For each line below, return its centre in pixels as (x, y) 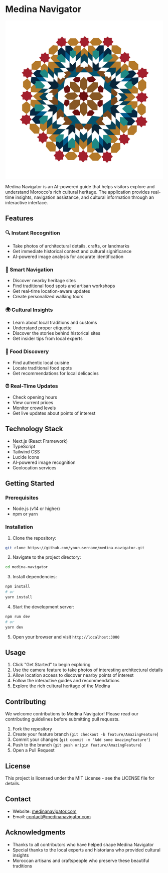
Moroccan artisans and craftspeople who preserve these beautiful (81, 860)
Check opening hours (35, 397)
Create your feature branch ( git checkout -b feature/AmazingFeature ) (86, 734)
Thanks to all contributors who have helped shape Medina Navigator (83, 844)
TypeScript (24, 446)
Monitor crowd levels (34, 408)
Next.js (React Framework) (40, 441)
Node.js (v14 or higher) (36, 509)
